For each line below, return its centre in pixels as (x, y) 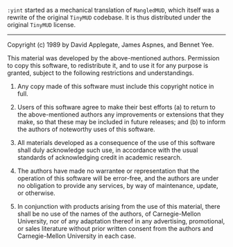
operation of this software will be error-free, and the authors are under (118, 178)
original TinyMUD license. (42, 25)
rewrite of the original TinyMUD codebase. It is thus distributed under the (109, 17)
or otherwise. (36, 193)
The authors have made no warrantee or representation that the (108, 171)
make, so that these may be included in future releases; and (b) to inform (121, 122)
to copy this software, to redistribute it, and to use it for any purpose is (108, 66)
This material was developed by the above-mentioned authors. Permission (113, 58)
